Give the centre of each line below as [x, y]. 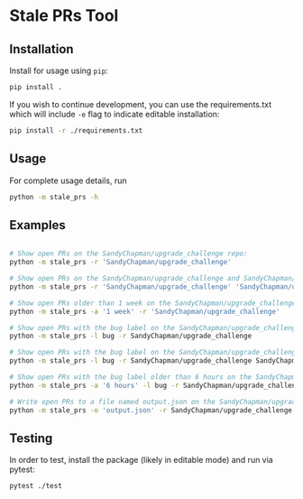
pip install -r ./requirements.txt [76, 130]
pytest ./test [36, 486]
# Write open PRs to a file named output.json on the [113, 402]
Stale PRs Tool [64, 16]
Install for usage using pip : [59, 70]
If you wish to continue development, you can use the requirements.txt [141, 104]
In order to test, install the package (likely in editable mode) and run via [141, 460]
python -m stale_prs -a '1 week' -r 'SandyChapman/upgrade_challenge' [145, 311]
